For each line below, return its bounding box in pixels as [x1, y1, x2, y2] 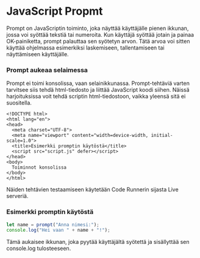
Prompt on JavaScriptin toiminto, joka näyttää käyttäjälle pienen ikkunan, [6, 24, 189, 32]
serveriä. [6, 193, 29, 200]
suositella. [6, 99, 32, 106]
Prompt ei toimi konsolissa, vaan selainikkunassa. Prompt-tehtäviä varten [6, 79, 190, 87]
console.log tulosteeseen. [6, 245, 71, 252]
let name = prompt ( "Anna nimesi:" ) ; [6, 221, 99, 227]
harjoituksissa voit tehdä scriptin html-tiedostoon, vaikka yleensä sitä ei [6, 93, 186, 100]
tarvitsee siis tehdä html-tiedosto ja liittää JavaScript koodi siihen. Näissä [6, 86, 190, 94]
